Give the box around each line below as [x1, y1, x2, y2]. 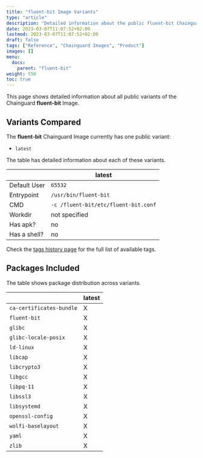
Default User [9, 181, 45, 189]
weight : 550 [6, 71, 36, 77]
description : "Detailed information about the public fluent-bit [6, 20, 174, 26]
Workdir [9, 210, 32, 218]
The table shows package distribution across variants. [6, 279, 141, 286]
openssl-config [9, 413, 53, 419]
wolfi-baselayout [9, 422, 59, 430]
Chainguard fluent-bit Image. [6, 99, 80, 106]
